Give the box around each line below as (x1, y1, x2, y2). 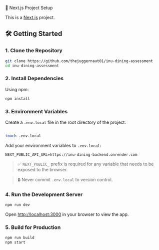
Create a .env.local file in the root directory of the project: (5, 119, 126, 125)
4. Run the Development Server (5, 191, 83, 198)
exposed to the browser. (17, 166, 68, 172)
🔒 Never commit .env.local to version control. (17, 176, 113, 182)
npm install (5, 96, 30, 101)
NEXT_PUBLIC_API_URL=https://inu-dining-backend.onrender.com (5, 152, 137, 157)
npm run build (5, 235, 35, 240)
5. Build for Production (5, 223, 61, 230)
